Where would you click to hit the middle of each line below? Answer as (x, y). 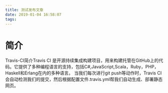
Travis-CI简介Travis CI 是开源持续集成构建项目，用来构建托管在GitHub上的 (82, 60)
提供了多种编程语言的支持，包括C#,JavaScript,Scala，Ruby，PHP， (89, 67)
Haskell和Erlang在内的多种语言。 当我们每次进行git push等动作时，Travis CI (83, 73)
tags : (11, 19)
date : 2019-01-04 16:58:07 (33, 15)
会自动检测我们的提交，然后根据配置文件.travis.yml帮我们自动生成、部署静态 (84, 79)
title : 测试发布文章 (24, 10)
